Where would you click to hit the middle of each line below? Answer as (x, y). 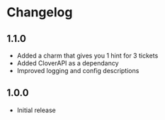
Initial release (36, 110)
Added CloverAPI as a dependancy (68, 63)
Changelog (40, 12)
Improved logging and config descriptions (78, 71)
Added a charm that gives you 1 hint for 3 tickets (87, 55)
